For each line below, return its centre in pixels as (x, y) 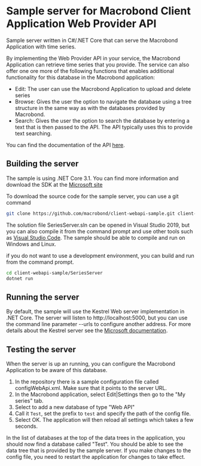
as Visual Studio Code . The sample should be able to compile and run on (96, 237)
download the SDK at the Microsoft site (54, 184)
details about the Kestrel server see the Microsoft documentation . (87, 331)
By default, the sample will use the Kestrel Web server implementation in (95, 312)
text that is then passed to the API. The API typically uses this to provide (104, 127)
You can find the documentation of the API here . (66, 145)
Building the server (42, 164)
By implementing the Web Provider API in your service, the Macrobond (93, 58)
